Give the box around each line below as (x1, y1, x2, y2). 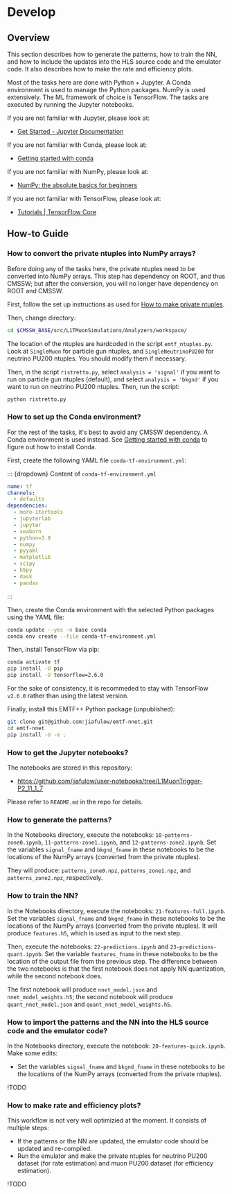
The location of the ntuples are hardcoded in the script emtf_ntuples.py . (7, 339, 213, 347)
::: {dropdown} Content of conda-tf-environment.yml (7, 469, 157, 478)
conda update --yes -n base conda (7, 626, 107, 633)
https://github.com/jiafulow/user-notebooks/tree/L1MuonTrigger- (17, 777, 203, 786)
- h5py (13, 566, 33, 574)
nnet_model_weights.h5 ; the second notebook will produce (7, 992, 174, 1001)
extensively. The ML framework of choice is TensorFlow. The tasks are (7, 93, 209, 101)
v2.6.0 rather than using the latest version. (7, 691, 130, 700)
